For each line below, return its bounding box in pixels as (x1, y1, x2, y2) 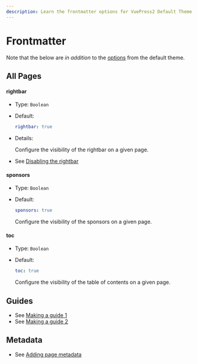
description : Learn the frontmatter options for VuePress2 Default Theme (6, 8, 193, 15)
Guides (6, 296, 34, 306)
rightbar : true (14, 124, 53, 130)
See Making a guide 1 (14, 312, 67, 318)
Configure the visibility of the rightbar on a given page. (14, 146, 149, 153)
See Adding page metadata (14, 351, 82, 358)
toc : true (14, 268, 40, 274)
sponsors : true (14, 207, 53, 214)
